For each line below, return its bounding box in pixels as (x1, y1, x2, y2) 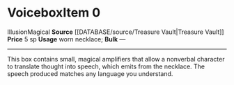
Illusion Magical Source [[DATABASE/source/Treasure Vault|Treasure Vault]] (7, 28, 224, 36)
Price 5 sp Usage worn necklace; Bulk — (7, 35, 126, 43)
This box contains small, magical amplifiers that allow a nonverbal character (7, 55, 225, 63)
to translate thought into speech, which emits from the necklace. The (7, 62, 205, 70)
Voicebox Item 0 (7, 5, 101, 21)
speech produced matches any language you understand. (7, 69, 173, 77)
